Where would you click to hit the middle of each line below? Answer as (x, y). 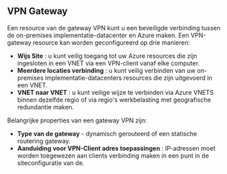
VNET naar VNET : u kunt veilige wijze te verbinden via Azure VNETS (115, 92)
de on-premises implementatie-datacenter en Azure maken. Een (98, 35)
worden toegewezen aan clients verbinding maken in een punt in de (113, 155)
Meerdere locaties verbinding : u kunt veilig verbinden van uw (106, 70)
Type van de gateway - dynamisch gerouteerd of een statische (107, 133)
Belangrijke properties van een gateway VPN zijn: (77, 120)
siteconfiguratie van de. (51, 163)
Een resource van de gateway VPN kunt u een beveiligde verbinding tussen (114, 28)
